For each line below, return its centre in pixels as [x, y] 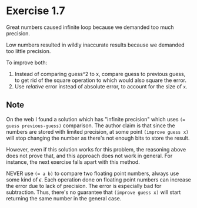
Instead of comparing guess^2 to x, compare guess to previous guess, [100, 74]
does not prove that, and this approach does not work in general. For [89, 156]
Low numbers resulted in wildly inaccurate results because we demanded [95, 45]
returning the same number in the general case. [64, 198]
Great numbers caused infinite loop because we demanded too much [90, 27]
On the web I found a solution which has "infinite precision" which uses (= [96, 119]
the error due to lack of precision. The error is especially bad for [84, 186]
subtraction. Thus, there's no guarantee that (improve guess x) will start [94, 192]
